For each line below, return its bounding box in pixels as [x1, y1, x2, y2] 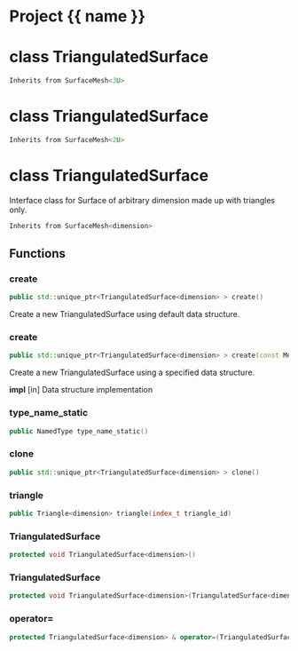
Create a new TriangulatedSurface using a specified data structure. [9, 367, 255, 378]
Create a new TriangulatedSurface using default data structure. [9, 309, 240, 320]
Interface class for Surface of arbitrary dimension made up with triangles [9, 195, 276, 205]
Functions [9, 246, 67, 261]
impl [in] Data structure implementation [9, 385, 153, 395]
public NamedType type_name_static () [9, 426, 149, 436]
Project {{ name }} [9, 6, 146, 27]
